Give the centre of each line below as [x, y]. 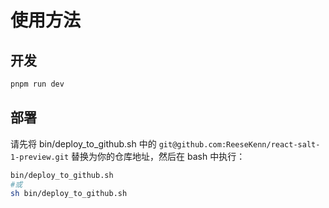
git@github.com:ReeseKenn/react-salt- [239, 144]
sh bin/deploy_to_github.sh [69, 194]
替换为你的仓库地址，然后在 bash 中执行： [158, 156]
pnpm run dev [37, 84]
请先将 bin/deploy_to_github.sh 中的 [83, 143]
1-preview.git [40, 157]
